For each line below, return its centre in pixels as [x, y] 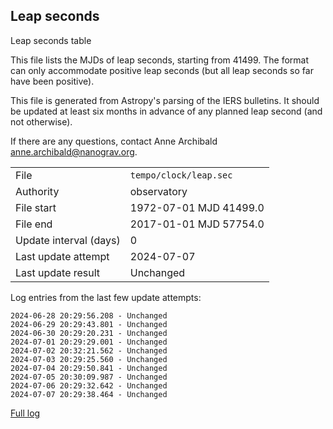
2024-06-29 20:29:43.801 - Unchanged [89, 324]
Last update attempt [62, 256]
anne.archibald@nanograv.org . [74, 151]
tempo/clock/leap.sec [181, 175]
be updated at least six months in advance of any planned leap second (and [166, 111]
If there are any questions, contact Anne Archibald [114, 141]
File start [36, 207]
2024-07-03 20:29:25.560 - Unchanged [89, 359]
